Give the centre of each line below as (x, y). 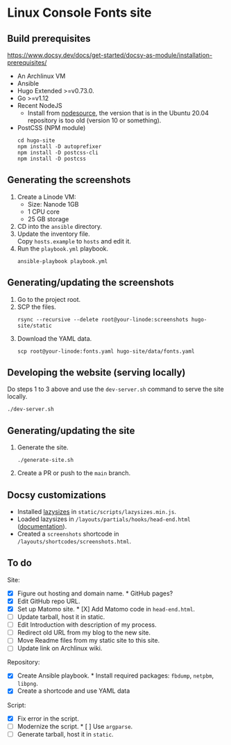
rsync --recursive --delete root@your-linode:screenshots (103, 319)
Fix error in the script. (48, 719)
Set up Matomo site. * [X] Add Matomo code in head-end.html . (106, 609)
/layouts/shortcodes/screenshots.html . (74, 541)
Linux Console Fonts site (79, 13)
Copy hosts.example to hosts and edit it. (74, 241)
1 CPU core (44, 211)
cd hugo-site (36, 141)
